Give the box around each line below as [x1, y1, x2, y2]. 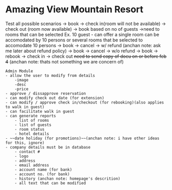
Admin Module [5, 68, 33, 74]
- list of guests [14, 122, 52, 128]
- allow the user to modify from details [5, 73, 95, 78]
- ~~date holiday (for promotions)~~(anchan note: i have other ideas [5, 136, 160, 141]
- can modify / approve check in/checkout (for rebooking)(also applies [5, 100, 164, 105]
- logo [14, 154, 29, 159]
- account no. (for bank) [14, 172, 70, 177]
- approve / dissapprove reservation [5, 91, 86, 96]
